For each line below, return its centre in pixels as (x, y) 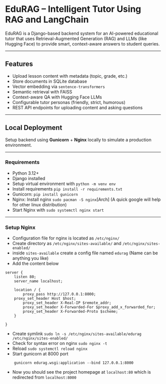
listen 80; (25, 277)
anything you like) (30, 258)
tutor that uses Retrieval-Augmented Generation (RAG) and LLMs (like (76, 39)
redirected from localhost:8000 (44, 378)
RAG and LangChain (47, 20)
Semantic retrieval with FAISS (42, 92)
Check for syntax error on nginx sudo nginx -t (60, 343)
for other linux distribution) (40, 204)
